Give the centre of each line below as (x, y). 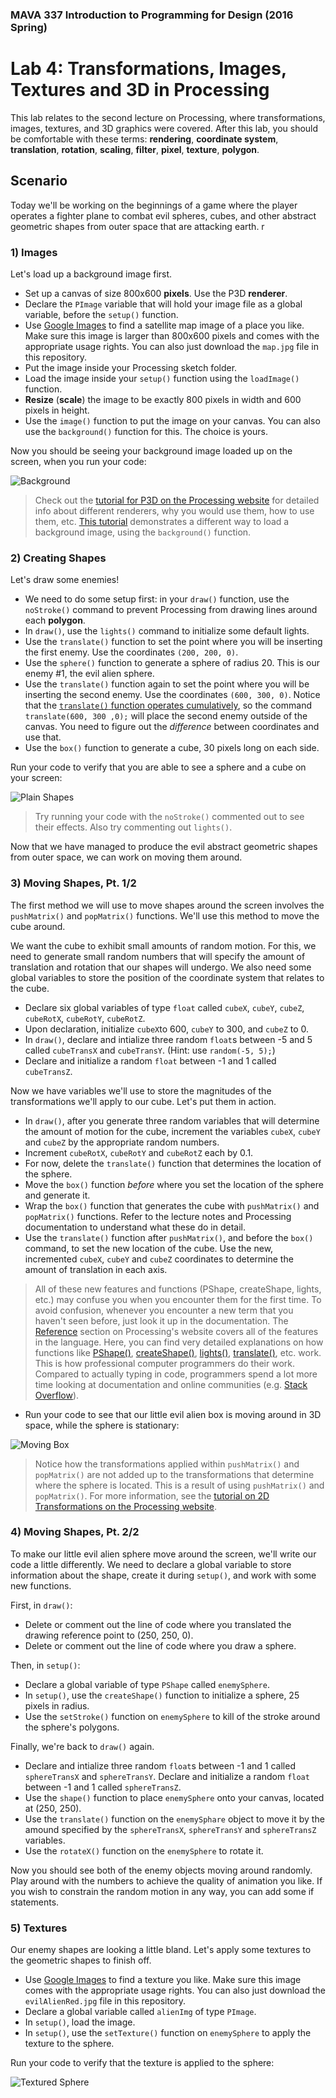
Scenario (39, 181)
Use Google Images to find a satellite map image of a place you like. (164, 325)
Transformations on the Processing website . (126, 1506)
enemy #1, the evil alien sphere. (89, 674)
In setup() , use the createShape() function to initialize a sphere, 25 (162, 1695)
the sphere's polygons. (72, 1727)
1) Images (34, 252)
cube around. (38, 926)
